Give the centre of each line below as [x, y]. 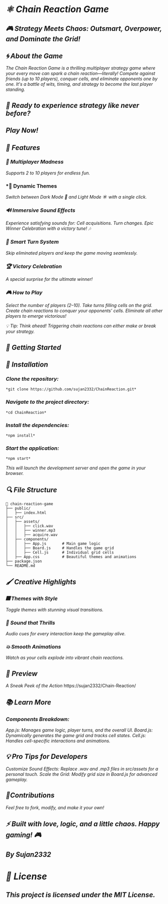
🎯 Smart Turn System [32, 242]
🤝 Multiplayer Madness [35, 162]
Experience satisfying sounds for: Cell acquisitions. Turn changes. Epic [80, 223]
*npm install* [21, 436]
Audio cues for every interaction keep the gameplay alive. [66, 634]
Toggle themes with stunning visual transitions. [55, 610]
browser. [15, 473]
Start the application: [32, 448]
